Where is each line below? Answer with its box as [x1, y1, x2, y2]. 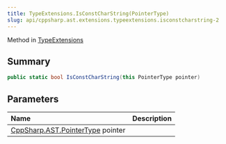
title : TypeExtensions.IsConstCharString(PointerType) [7, 10, 170, 17]
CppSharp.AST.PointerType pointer [10, 125, 126, 135]
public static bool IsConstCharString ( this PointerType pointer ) [7, 74, 200, 81]
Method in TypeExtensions [7, 35, 83, 44]
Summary [7, 55, 51, 67]
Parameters [7, 93, 59, 105]
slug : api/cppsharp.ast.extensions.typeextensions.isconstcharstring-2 [7, 17, 219, 24]
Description [131, 114, 172, 123]
